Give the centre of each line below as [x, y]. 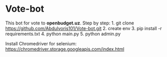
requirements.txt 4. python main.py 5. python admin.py [63, 34]
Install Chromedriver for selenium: [41, 43]
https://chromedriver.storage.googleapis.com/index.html [65, 49]
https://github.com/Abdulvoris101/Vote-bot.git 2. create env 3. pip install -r [84, 28]
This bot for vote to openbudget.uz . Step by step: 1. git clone [70, 23]
